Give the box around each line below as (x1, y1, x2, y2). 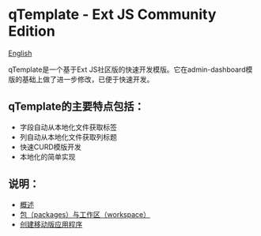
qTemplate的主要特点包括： (8, 100, 145, 114)
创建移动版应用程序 (19, 219, 83, 229)
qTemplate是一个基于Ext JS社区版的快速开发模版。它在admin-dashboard (8, 65, 246, 74)
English (8, 48, 32, 58)
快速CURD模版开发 (19, 142, 81, 152)
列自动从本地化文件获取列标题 (19, 132, 117, 141)
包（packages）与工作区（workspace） (19, 209, 150, 219)
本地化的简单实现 (19, 152, 76, 161)
